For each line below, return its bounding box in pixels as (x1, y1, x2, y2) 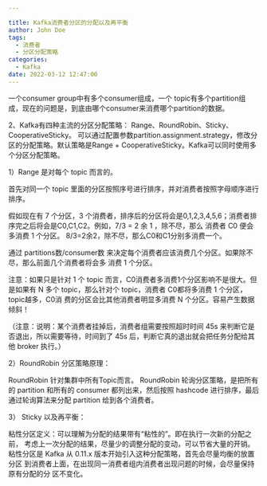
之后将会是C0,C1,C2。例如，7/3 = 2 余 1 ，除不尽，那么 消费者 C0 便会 (22, 221, 253, 230)
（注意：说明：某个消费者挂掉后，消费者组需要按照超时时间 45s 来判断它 (8, 321, 249, 331)
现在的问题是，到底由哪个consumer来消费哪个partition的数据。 (22, 103, 230, 112)
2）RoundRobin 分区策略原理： (8, 358, 111, 367)
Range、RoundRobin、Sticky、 (131, 120, 234, 130)
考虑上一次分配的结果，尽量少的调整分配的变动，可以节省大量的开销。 (23, 439, 255, 449)
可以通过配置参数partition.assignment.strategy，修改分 (77, 130, 258, 139)
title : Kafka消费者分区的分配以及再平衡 (8, 18, 129, 26)
